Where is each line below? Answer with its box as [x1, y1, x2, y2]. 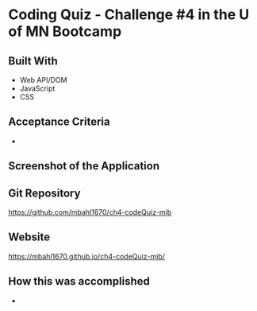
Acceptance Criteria [8, 115, 110, 129]
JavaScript [19, 84, 56, 93]
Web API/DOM [19, 76, 67, 84]
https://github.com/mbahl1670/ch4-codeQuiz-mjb [8, 208, 172, 217]
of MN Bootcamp [8, 22, 122, 41]
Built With [8, 54, 58, 68]
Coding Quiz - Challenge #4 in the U [8, 6, 250, 24]
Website [8, 231, 50, 244]
